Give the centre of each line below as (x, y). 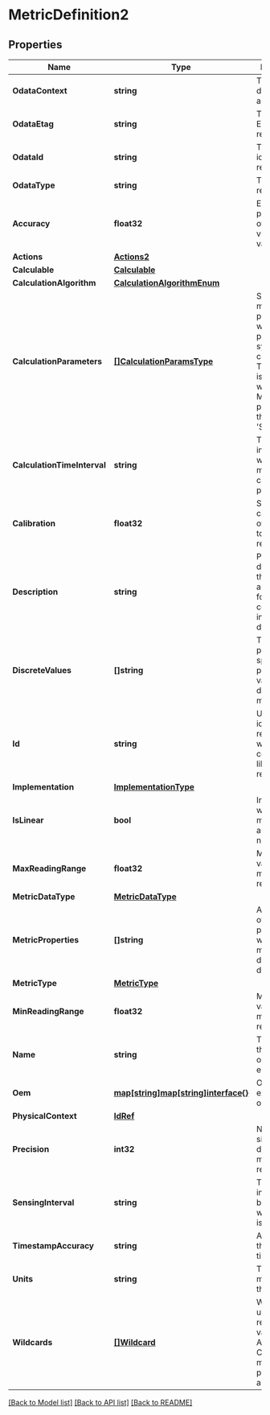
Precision (31, 1149)
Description (35, 592)
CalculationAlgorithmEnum (167, 283)
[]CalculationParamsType (164, 361)
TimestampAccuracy (53, 1246)
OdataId (28, 157)
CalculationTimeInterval (59, 465)
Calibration (34, 523)
